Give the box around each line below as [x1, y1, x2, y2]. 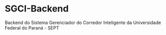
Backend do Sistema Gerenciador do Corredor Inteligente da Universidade [5, 19, 161, 25]
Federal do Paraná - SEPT [5, 24, 59, 30]
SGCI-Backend [5, 3, 69, 14]
